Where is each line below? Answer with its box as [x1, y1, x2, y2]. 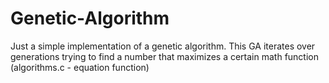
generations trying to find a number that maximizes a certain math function [10, 50, 319, 62]
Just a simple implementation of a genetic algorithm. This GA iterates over [10, 40, 316, 52]
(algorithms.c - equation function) [10, 61, 150, 73]
